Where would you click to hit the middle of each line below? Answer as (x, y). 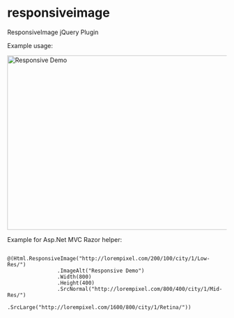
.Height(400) (76, 283)
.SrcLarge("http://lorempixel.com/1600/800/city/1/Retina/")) (99, 307)
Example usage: (30, 45)
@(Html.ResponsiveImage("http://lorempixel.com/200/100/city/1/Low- (109, 258)
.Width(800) (74, 277)
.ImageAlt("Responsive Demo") (101, 271)
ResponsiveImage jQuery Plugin (53, 32)
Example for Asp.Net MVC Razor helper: (65, 239)
